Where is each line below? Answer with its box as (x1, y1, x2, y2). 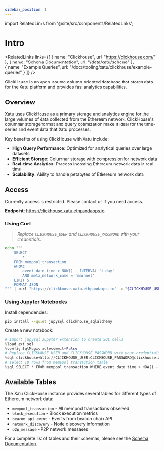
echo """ (5, 246, 23, 251)
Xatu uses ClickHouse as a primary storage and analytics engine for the (5, 111, 149, 117)
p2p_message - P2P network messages (12, 426, 89, 432)
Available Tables (5, 378, 56, 386)
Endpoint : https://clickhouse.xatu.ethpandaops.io (5, 208, 105, 214)
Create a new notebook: (5, 328, 54, 333)
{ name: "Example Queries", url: (5, 64, 69, 70)
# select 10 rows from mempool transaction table (5, 360, 108, 365)
